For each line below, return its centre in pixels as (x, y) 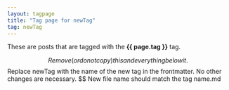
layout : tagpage (31, 14)
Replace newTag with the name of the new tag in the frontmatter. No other (115, 72)
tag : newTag (25, 27)
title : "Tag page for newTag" (52, 20)
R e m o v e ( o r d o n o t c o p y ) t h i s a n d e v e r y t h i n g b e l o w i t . (118, 60)
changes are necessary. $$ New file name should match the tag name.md (114, 79)
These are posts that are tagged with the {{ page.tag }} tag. (94, 47)
